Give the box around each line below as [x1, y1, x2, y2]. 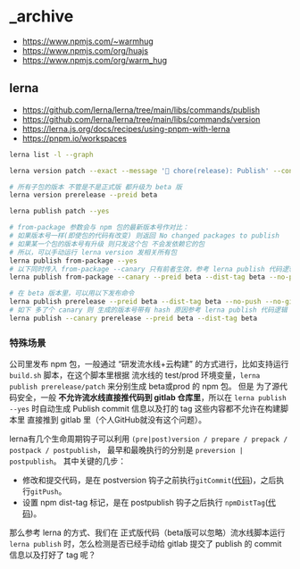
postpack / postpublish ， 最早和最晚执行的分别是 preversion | [9, 445, 244, 456]
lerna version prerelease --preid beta [9, 190, 158, 200]
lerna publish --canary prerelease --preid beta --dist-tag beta [9, 314, 257, 322]
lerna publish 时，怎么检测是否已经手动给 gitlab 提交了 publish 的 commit [9, 539, 282, 549]
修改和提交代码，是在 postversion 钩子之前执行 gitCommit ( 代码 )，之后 [21, 475, 277, 486]
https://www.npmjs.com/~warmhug [21, 36, 154, 46]
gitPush [29, 488, 59, 497]
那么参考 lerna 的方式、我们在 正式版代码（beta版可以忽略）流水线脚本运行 [9, 527, 286, 538]
